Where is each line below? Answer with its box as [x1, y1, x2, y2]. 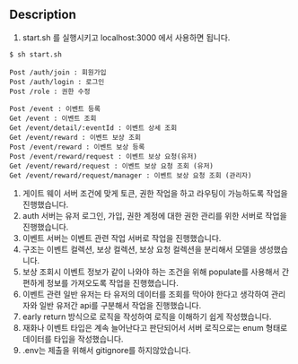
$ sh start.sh [9, 49, 63, 59]
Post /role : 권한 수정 [9, 87, 91, 96]
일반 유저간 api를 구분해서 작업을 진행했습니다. [39, 299, 202, 310]
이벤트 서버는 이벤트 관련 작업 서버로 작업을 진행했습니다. [22, 232, 222, 243]
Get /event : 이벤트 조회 [9, 114, 97, 123]
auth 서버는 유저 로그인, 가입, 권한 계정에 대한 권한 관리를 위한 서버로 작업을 [22, 210, 287, 221]
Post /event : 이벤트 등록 [9, 104, 101, 113]
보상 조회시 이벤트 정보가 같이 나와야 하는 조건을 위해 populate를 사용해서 [22, 266, 280, 277]
